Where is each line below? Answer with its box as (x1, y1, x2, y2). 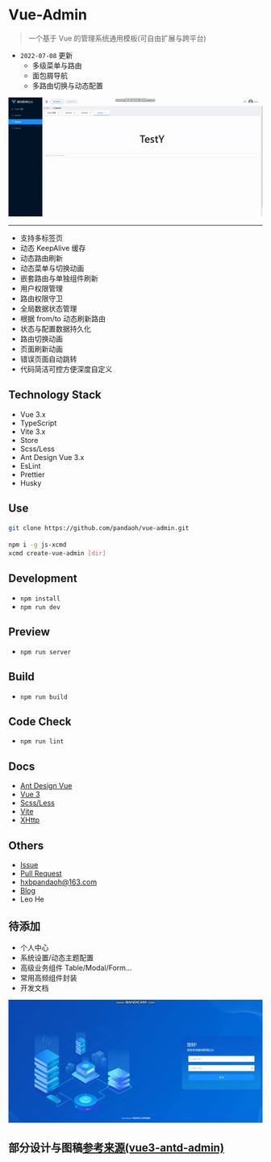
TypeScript (19, 418, 57, 428)
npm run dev (19, 603, 60, 611)
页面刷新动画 (19, 344, 63, 353)
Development (8, 571, 78, 586)
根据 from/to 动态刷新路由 (19, 313, 106, 324)
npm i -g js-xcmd (8, 541, 67, 550)
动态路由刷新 (19, 253, 63, 263)
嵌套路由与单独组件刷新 (19, 273, 98, 283)
